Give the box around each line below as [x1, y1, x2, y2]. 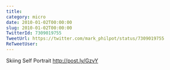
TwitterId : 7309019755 [6, 30, 62, 36]
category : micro [6, 14, 46, 20]
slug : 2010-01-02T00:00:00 [6, 24, 72, 31]
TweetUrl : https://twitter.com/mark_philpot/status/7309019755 [6, 36, 165, 41]
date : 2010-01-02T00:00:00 [6, 19, 72, 25]
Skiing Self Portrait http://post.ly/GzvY [6, 57, 99, 64]
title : [6, 8, 22, 15]
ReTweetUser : [6, 41, 38, 47]
